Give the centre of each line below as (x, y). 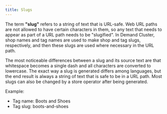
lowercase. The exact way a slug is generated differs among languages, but (83, 71)
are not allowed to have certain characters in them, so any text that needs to (84, 29)
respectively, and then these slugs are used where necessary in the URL (79, 45)
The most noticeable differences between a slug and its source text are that (83, 60)
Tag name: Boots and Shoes (41, 101)
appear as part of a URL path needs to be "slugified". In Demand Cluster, (80, 34)
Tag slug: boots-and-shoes (40, 106)
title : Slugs (19, 10)
